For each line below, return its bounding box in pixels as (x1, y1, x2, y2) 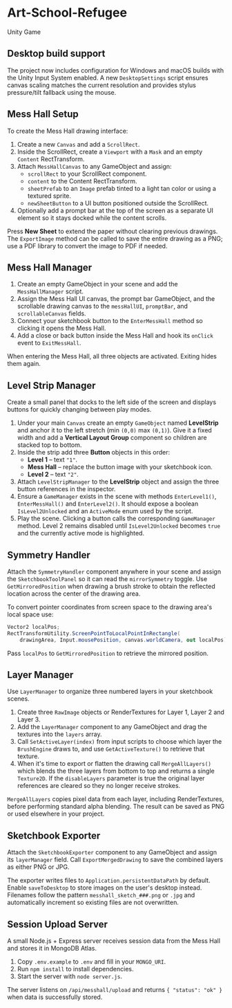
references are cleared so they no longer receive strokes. (17, 782, 181, 790)
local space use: (7, 610, 54, 618)
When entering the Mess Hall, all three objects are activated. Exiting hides (7, 352, 217, 360)
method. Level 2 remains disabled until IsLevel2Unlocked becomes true (17, 522, 221, 530)
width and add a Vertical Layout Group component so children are (17, 434, 207, 442)
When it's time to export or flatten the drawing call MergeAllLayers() (17, 760, 212, 768)
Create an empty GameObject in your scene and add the (17, 280, 178, 288)
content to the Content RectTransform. (27, 176, 137, 185)
